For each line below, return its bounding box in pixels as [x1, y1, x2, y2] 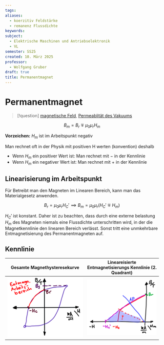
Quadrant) [111, 269, 133, 276]
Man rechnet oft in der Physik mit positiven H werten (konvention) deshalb [5, 143, 155, 149]
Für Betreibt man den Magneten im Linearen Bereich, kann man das [5, 187, 141, 193]
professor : [5, 59, 27, 65]
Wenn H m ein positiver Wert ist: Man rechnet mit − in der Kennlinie [12, 153, 145, 160]
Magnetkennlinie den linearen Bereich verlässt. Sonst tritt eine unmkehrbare [5, 225, 158, 232]
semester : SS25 [5, 49, 36, 54]
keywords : [5, 28, 25, 34]
